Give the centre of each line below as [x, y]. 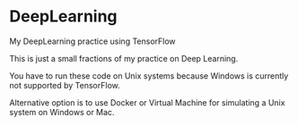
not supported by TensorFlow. [65, 85]
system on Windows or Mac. [62, 112]
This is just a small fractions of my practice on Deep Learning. [124, 58]
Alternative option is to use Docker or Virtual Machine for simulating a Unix [147, 102]
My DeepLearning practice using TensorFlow [93, 41]
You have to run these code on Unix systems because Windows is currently [149, 76]
